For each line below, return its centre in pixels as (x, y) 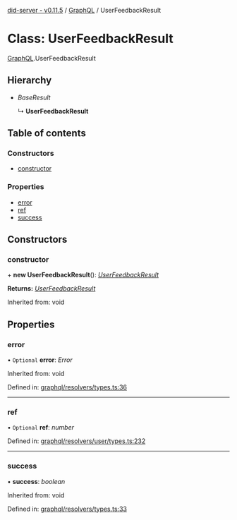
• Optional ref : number (41, 428)
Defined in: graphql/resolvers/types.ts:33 (67, 509)
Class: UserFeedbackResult (91, 39)
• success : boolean (36, 481)
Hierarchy (30, 80)
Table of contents (47, 133)
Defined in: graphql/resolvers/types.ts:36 (67, 387)
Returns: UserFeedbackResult (51, 289)
